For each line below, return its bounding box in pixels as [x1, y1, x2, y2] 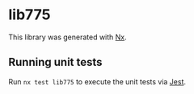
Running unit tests [8, 55, 103, 69]
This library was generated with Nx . [8, 32, 127, 42]
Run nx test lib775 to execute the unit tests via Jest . [8, 76, 187, 86]
